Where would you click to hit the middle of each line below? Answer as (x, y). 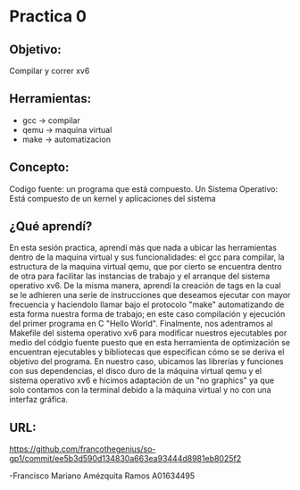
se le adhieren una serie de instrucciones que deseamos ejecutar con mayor (150, 295)
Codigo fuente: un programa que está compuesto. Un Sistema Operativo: (144, 188)
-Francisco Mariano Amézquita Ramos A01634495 (102, 476)
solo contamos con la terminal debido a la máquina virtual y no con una (140, 390)
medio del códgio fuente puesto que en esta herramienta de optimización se (150, 343)
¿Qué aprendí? (51, 226)
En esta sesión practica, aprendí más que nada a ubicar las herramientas (143, 248)
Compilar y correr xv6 (50, 71)
